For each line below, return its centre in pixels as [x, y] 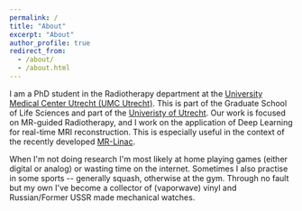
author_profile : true [50, 43]
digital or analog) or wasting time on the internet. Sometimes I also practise [149, 169]
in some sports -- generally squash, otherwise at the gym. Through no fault [149, 178]
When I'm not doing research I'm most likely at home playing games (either [149, 159]
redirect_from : [38, 51]
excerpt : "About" [42, 34]
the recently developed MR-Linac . [73, 142]
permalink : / [34, 18]
